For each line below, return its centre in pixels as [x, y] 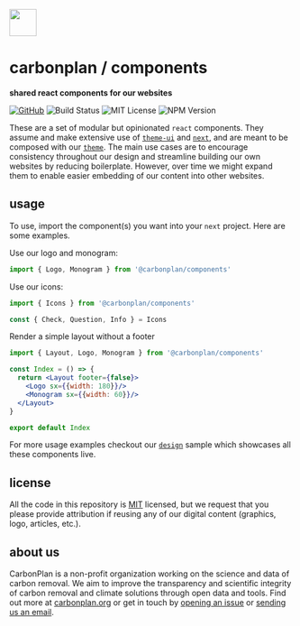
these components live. [53, 455]
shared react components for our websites [91, 92]
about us [35, 552]
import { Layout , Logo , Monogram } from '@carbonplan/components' [136, 353]
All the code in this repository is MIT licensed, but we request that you [139, 504]
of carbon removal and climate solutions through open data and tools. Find [148, 593]
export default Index [50, 428]
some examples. [40, 235]
